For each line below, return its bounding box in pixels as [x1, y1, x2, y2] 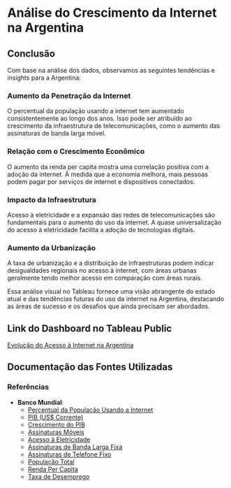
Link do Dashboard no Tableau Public [7, 322, 172, 334]
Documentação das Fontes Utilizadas [7, 361, 173, 373]
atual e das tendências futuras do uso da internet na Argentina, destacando [7, 295, 225, 303]
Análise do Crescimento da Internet [7, 5, 217, 21]
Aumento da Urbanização [7, 243, 96, 252]
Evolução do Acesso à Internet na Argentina [7, 341, 134, 349]
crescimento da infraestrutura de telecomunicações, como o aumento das [7, 122, 221, 130]
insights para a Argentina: [7, 73, 82, 82]
